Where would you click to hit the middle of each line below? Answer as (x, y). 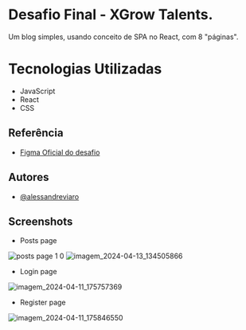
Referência (36, 133)
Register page (43, 302)
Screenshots (41, 221)
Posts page (38, 241)
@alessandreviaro (49, 196)
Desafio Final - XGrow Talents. (111, 15)
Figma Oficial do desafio (60, 152)
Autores (29, 177)
